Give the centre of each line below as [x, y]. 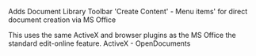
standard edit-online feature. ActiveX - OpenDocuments [99, 43]
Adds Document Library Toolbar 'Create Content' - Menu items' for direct [128, 11]
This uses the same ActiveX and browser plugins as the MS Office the [122, 35]
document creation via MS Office [62, 20]
